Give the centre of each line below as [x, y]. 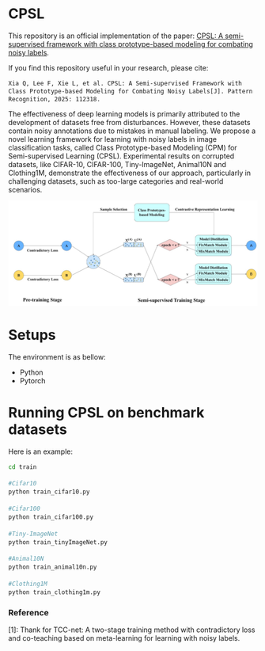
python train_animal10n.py [53, 567]
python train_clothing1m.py [55, 592]
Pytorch [32, 380]
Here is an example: [41, 451]
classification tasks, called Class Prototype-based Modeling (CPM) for [123, 147]
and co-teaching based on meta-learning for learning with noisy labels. [124, 638]
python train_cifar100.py [51, 517]
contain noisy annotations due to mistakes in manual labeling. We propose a [132, 131]
